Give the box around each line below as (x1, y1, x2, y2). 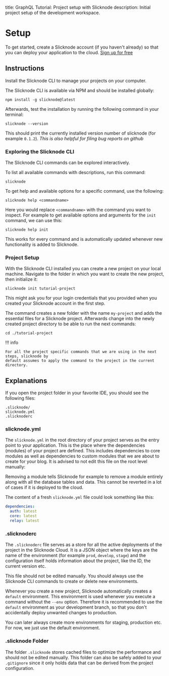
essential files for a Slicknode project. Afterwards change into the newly (5, 316, 155, 322)
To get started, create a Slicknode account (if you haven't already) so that (5, 44, 159, 50)
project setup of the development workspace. (5, 10, 100, 16)
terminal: (5, 111, 24, 117)
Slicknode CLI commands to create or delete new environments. (5, 578, 139, 584)
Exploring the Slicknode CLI (5, 148, 75, 155)
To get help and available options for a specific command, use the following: (5, 188, 164, 194)
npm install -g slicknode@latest (5, 97, 76, 102)
